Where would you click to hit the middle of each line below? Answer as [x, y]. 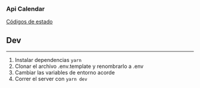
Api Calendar [26, 9]
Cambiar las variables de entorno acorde [65, 73]
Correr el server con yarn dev [51, 79]
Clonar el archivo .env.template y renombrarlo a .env [79, 66]
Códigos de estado [29, 22]
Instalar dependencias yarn [48, 60]
